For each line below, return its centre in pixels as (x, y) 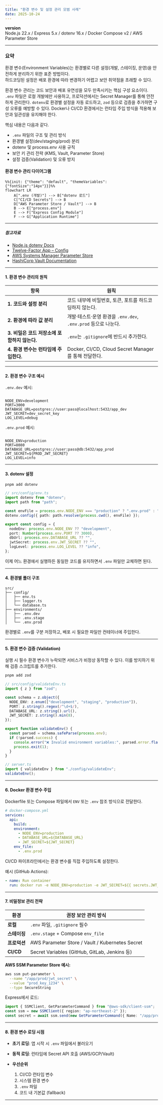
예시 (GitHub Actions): (27, 871)
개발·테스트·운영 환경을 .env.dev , (103, 317)
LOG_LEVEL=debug (21, 418)
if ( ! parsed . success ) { (33, 738)
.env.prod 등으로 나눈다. (94, 324)
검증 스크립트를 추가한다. (33, 666)
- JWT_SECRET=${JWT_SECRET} (46, 842)
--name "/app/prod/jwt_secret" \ (43, 978)
